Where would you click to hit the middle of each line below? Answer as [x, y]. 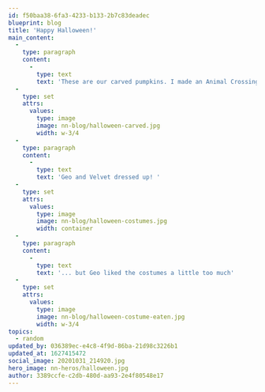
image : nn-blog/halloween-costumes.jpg [102, 221]
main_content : [32, 38]
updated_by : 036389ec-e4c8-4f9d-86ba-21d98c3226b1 [93, 346]
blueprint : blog [35, 23]
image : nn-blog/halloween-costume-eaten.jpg [111, 317]
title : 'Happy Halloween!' [52, 30]
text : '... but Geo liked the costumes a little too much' [136, 273]
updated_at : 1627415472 [47, 354]
